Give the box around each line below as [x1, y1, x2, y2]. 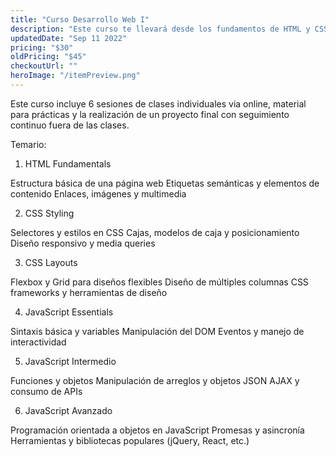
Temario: [10, 138, 47, 150]
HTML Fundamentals [24, 157, 112, 170]
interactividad [10, 336, 67, 348]
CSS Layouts [24, 256, 78, 268]
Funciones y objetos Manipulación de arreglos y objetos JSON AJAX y [10, 374, 300, 386]
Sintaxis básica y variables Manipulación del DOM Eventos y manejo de [10, 325, 305, 337]
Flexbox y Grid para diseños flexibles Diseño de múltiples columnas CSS [10, 276, 309, 288]
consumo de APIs [10, 385, 83, 397]
